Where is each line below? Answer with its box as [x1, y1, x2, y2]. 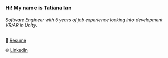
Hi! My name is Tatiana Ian [5, 4, 72, 11]
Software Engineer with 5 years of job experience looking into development [5, 17, 163, 23]
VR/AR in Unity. [5, 22, 37, 28]
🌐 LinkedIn [5, 47, 28, 53]
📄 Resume [5, 37, 27, 44]
